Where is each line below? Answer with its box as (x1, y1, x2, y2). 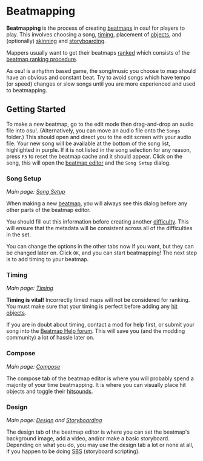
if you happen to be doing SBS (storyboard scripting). (6, 448, 141, 455)
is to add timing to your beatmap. (6, 256, 89, 263)
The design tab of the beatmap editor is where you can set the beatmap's (6, 428, 190, 435)
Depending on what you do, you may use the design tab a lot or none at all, (6, 441, 194, 448)
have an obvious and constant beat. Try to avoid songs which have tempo (6, 73, 191, 81)
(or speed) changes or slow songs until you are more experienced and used (6, 80, 196, 87)
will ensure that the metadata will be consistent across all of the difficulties (6, 225, 193, 232)
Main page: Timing (6, 284, 53, 292)
